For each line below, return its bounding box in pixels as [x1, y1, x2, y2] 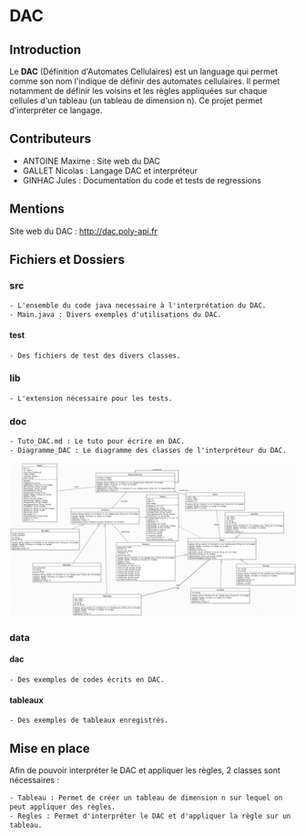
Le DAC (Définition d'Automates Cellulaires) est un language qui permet [9, 66, 279, 77]
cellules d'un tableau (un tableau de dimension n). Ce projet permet [9, 95, 263, 106]
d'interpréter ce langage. [9, 105, 103, 115]
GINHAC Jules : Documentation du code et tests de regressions [22, 174, 262, 185]
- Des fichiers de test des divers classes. [9, 350, 181, 361]
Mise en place [9, 740, 91, 756]
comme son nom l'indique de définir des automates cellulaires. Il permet [9, 76, 280, 87]
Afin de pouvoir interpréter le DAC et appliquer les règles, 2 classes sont [9, 764, 280, 776]
